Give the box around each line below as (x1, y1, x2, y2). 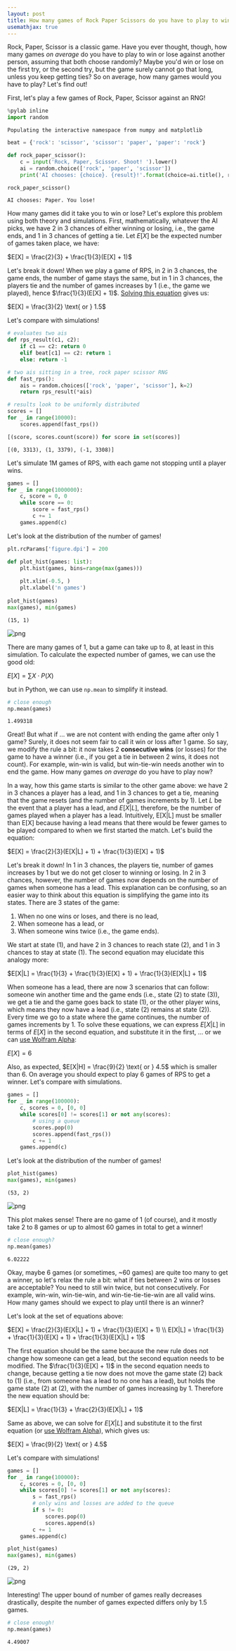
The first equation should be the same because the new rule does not (7, 1347, 209, 1355)
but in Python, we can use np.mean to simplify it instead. (7, 685, 169, 693)
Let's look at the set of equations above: (7, 1311, 124, 1320)
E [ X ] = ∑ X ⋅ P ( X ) (7, 671, 54, 680)
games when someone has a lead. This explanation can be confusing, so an (7, 884, 227, 892)
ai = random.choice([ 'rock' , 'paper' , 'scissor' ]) (20, 165, 171, 172)
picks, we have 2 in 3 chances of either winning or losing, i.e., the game (7, 224, 215, 233)
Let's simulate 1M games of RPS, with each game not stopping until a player (7, 459, 227, 467)
